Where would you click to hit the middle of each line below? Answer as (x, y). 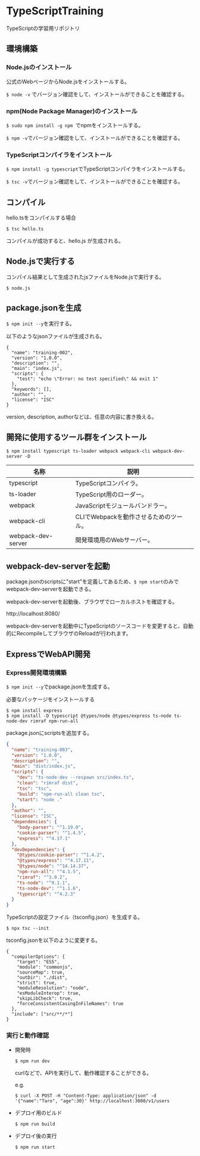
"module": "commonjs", (45, 968)
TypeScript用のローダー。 (111, 494)
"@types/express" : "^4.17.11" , (56, 861)
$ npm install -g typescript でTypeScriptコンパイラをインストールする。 (97, 169)
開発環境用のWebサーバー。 (114, 540)
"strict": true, (37, 983)
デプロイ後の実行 (36, 1136)
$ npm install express (34, 710)
